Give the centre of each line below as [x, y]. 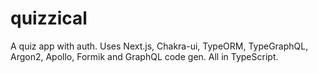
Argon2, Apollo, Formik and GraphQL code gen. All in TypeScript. [144, 56]
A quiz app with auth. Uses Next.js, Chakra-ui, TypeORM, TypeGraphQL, [159, 46]
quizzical [49, 18]
